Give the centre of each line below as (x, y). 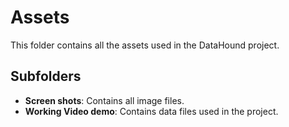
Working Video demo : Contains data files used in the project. (151, 111)
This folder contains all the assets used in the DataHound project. (145, 45)
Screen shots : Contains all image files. (104, 100)
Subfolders (46, 76)
